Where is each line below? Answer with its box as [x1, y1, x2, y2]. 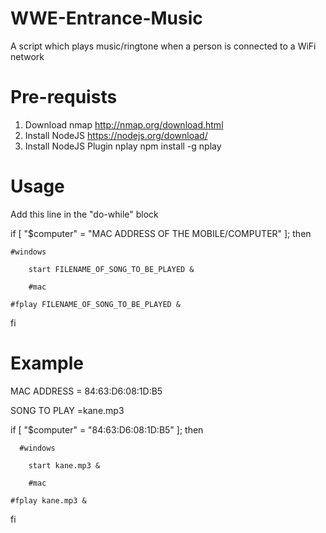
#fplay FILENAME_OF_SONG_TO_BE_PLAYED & [10, 299, 182, 309]
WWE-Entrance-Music [10, 7, 203, 30]
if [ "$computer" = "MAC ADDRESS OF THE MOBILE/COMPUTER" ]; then [10, 227, 312, 239]
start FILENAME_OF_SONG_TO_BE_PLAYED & [28, 264, 195, 274]
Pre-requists [10, 86, 118, 109]
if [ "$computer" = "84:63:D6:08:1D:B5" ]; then [10, 423, 204, 436]
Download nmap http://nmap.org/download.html [24, 118, 224, 131]
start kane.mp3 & [28, 460, 101, 471]
